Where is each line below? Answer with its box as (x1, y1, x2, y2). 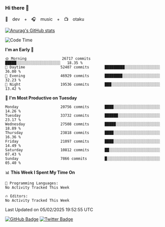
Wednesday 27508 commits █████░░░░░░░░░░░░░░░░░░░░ (5, 122, 161, 127)
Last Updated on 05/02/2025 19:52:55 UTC (5, 207, 93, 213)
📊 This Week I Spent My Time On (5, 169, 75, 175)
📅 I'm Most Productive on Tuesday (5, 95, 78, 101)
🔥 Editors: (5, 194, 28, 199)
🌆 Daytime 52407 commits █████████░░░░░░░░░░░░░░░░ (5, 65, 161, 70)
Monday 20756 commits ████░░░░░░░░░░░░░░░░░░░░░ (5, 104, 161, 110)
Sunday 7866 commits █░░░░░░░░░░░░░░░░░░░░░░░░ (5, 156, 161, 162)
